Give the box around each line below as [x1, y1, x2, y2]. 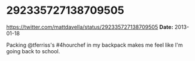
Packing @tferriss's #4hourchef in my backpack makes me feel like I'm [6, 41, 183, 48]
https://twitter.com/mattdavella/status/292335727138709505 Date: [6, 23, 174, 30]
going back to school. [6, 47, 60, 54]
